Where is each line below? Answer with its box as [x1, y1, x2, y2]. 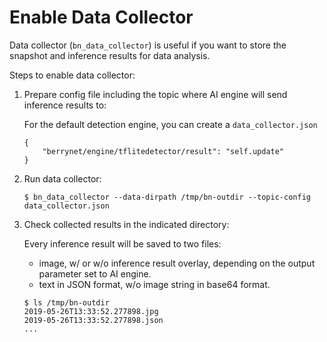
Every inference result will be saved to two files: [23, 237, 222, 250]
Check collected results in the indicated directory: [23, 218, 230, 230]
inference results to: [23, 99, 107, 111]
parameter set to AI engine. [38, 267, 152, 280]
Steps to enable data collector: [9, 69, 136, 81]
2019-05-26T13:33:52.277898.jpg [23, 306, 159, 316]
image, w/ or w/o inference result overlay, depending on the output [38, 257, 316, 269]
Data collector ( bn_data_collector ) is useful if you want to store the [9, 39, 287, 51]
